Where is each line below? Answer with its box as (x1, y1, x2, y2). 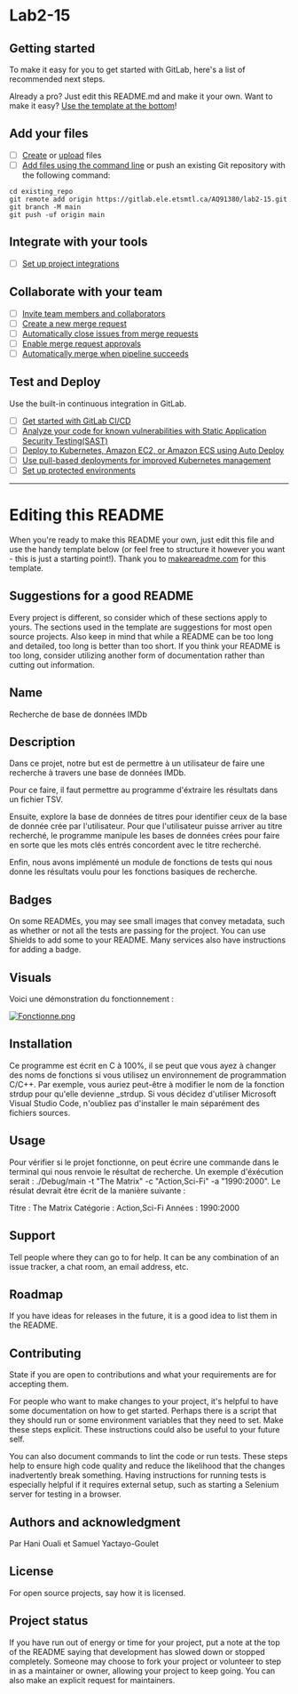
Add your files (9, 126, 89, 141)
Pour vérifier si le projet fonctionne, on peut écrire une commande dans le (9, 1157, 279, 1168)
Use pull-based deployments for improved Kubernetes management (21, 454, 271, 465)
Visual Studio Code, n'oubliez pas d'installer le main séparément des (9, 1097, 260, 1108)
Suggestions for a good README (9, 589, 194, 604)
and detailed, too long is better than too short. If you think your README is (9, 640, 281, 651)
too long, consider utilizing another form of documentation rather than (9, 650, 265, 661)
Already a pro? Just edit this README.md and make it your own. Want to (9, 91, 273, 101)
